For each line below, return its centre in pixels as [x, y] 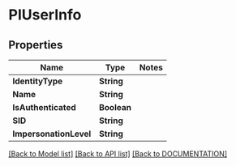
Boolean [115, 107]
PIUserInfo [45, 15]
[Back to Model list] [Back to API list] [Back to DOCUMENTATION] [118, 154]
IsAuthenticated [45, 107]
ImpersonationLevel [52, 134]
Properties [36, 45]
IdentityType [38, 81]
